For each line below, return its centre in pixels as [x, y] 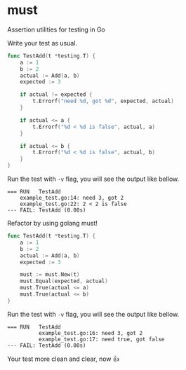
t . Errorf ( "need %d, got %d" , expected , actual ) [103, 101]
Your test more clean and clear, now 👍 [63, 359]
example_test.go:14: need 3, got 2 [72, 198]
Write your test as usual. [42, 43]
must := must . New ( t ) [50, 275]
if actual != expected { [56, 95]
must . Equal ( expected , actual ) [64, 281]
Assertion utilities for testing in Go [56, 29]
